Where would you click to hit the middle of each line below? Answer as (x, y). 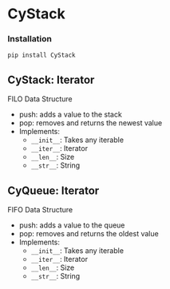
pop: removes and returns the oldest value (89, 234)
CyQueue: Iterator (53, 190)
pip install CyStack (42, 55)
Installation (30, 39)
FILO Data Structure (40, 99)
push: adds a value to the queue (72, 225)
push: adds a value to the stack (71, 115)
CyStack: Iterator (51, 79)
